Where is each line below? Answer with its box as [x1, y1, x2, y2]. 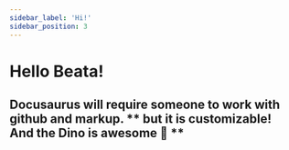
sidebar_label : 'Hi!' [9, 13, 92, 23]
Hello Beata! [9, 61, 104, 82]
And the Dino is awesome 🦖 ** [9, 125, 185, 141]
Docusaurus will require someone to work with [9, 97, 281, 113]
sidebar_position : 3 [9, 22, 89, 31]
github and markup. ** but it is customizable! [9, 111, 272, 127]
